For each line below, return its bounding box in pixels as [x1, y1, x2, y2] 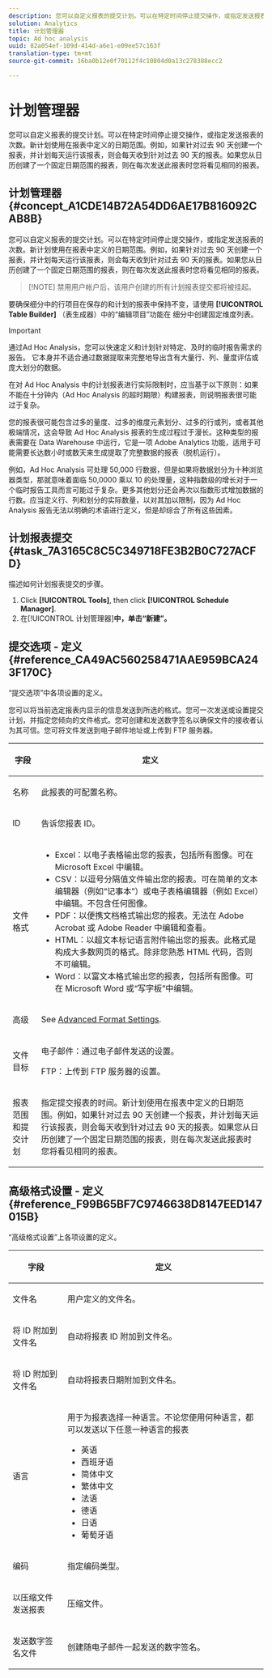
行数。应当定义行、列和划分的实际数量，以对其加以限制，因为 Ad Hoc [8, 495, 241, 504]
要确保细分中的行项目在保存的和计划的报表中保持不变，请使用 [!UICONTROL [8, 299, 264, 308]
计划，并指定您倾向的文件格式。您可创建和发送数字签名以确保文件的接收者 [8, 716, 257, 725]
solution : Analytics [8, 19, 79, 28]
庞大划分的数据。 [8, 362, 66, 372]
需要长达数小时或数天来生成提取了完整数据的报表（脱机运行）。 [15, 447, 225, 457]
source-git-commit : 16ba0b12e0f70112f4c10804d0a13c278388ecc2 [8, 57, 223, 66]
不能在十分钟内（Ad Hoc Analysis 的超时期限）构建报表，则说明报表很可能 [8, 389, 257, 399]
